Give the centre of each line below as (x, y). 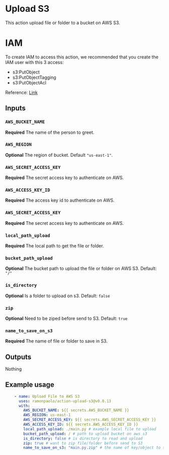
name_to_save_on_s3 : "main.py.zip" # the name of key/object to (92, 448)
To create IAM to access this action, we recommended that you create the (82, 57)
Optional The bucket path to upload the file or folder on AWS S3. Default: (81, 268)
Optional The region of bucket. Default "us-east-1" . (59, 155)
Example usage (30, 385)
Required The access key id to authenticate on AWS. (60, 200)
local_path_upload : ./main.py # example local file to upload (90, 429)
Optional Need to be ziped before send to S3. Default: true (66, 318)
